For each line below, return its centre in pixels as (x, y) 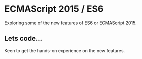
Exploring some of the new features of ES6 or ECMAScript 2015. (71, 23)
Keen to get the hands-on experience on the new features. (65, 50)
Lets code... (24, 39)
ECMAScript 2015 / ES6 (54, 9)
